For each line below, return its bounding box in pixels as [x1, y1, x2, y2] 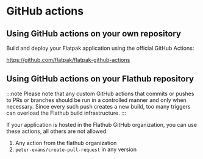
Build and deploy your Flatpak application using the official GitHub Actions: [6, 44, 194, 52]
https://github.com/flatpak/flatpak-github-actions [6, 56, 130, 63]
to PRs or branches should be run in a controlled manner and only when [6, 96, 187, 104]
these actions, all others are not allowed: [6, 127, 108, 135]
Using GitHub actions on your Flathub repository [6, 74, 194, 84]
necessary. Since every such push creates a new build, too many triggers [6, 103, 191, 110]
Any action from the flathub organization [15, 139, 117, 146]
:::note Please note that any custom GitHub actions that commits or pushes [6, 90, 194, 97]
